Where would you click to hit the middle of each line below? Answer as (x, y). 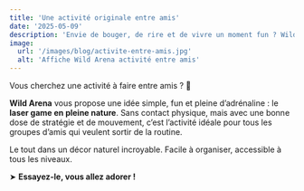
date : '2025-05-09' (46, 26)
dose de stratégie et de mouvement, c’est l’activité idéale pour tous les (141, 122)
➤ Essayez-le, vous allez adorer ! (72, 177)
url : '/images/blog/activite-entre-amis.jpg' (105, 52)
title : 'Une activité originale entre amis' (95, 18)
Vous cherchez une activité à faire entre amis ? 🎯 (100, 86)
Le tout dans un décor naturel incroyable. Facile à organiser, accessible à (146, 149)
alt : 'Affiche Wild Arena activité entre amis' (109, 60)
